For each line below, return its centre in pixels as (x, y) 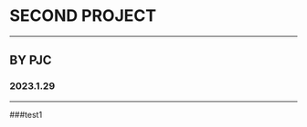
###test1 (26, 114)
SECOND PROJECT (83, 16)
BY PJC (31, 60)
